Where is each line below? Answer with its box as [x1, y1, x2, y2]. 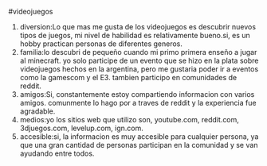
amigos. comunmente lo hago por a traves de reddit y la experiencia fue [19, 98, 257, 107]
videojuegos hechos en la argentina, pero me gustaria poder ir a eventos [19, 64, 259, 74]
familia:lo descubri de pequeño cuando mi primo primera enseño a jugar [19, 48, 257, 56]
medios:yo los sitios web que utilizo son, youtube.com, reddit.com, [19, 115, 239, 124]
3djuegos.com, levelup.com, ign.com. [19, 123, 143, 133]
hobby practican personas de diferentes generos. [19, 39, 183, 48]
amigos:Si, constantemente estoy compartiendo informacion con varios [19, 90, 255, 98]
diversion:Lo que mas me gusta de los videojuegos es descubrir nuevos [19, 22, 257, 31]
